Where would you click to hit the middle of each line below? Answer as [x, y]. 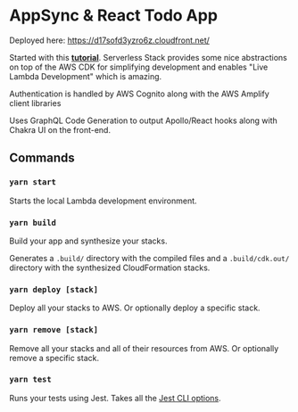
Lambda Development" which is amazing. [86, 76]
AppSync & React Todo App [114, 16]
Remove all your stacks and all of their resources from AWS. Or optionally [144, 348]
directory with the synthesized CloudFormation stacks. [110, 268]
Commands [42, 158]
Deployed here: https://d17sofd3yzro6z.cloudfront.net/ [109, 40]
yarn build [33, 222]
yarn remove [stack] [54, 330]
